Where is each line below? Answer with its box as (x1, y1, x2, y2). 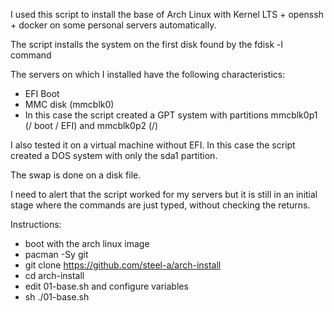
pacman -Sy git (24, 249, 89, 260)
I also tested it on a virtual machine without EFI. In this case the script (10, 139, 296, 151)
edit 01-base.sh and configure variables (24, 280, 189, 292)
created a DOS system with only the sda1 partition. (10, 150, 218, 161)
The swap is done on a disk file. (10, 169, 142, 181)
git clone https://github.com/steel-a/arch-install (24, 259, 222, 271)
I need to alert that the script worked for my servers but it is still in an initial (10, 189, 318, 200)
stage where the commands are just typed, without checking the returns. (10, 199, 311, 211)
